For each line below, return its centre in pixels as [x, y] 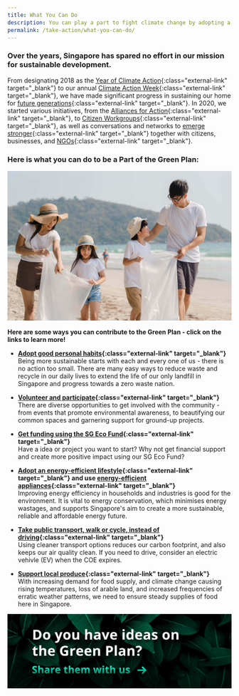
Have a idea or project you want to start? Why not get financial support [122, 449]
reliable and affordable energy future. [73, 516]
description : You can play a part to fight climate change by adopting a [119, 22]
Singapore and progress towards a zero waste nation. [96, 383]
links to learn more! [37, 339]
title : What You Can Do [43, 15]
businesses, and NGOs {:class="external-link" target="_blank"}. [100, 141]
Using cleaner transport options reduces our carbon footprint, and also [122, 544]
